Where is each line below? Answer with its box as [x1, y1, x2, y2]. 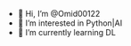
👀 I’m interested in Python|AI [17, 18, 123, 28]
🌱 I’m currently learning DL [17, 27, 116, 37]
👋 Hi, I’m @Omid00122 [17, 9, 101, 19]
